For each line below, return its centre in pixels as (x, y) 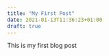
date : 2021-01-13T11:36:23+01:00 (55, 20)
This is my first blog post (42, 46)
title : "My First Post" (41, 13)
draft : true (24, 26)
